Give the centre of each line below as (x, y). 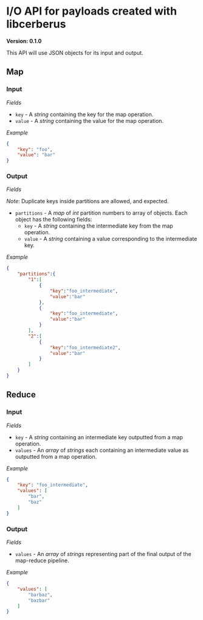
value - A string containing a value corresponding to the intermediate (111, 239)
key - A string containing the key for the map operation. (84, 114)
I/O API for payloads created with (92, 11)
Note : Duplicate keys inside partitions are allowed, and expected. (88, 201)
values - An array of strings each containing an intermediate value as (102, 450)
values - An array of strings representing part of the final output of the (103, 554)
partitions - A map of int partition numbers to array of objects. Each (101, 213)
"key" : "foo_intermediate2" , (85, 347)
